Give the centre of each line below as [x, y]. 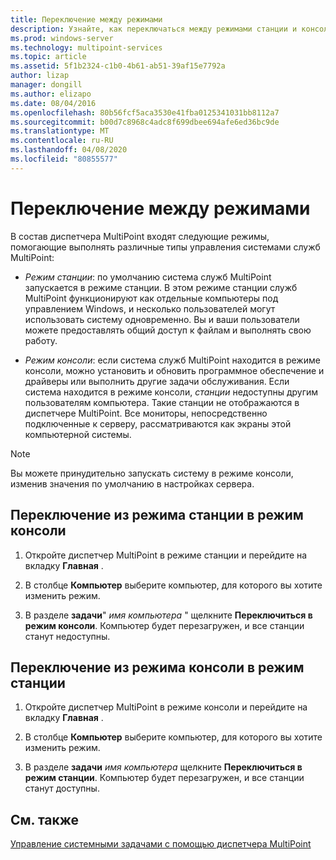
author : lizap [40, 76]
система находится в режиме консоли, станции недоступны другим [171, 392]
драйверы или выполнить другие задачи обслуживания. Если [157, 381]
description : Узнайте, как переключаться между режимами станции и [154, 29]
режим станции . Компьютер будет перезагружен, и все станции [164, 778]
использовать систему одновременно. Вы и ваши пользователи [162, 319]
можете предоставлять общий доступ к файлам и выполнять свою [168, 330]
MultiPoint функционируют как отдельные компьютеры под [151, 298]
